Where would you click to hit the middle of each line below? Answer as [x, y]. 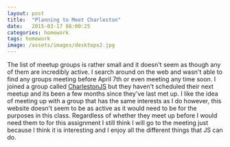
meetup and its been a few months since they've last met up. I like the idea [113, 94]
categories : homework [38, 32]
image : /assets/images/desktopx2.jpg [61, 45]
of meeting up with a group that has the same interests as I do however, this [114, 101]
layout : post [26, 13]
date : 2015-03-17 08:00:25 [49, 26]
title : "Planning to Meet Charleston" [64, 20]
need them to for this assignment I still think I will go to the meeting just [107, 123]
